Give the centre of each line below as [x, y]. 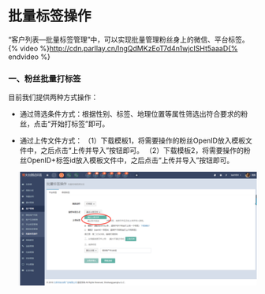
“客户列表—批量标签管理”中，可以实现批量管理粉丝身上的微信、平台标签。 [129, 39]
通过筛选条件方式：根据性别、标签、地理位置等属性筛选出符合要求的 [130, 114]
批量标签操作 [50, 16]
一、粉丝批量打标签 [45, 78]
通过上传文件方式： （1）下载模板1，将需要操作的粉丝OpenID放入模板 [132, 141]
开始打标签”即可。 [80, 124]
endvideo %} [30, 57]
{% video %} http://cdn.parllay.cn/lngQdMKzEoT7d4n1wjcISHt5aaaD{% [123, 48]
